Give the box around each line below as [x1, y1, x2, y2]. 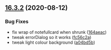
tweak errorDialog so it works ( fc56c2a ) [12, 34, 92, 40]
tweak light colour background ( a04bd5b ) [12, 39, 96, 45]
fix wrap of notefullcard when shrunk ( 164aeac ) [12, 29, 107, 35]
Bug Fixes [5, 18, 29, 25]
